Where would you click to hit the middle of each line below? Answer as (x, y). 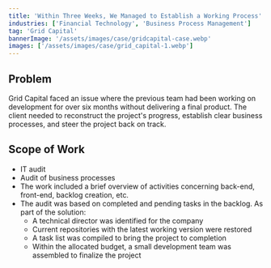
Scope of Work (47, 149)
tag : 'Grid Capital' (43, 31)
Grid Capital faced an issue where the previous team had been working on (132, 98)
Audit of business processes (68, 177)
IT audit (33, 169)
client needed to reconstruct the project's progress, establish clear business (135, 115)
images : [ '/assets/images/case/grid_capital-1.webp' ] (101, 46)
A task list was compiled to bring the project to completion (129, 238)
